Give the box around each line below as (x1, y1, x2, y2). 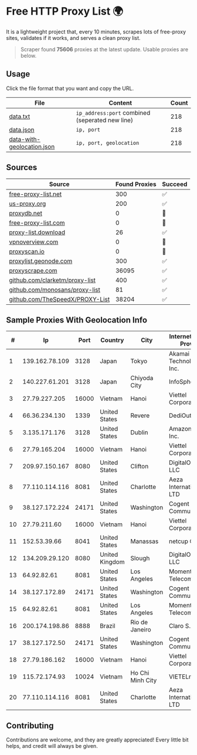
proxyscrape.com (9, 266, 57, 274)
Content (108, 98, 133, 107)
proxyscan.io (9, 247, 45, 255)
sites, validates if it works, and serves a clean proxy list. (6, 34, 141, 41)
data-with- (9, 135, 41, 143)
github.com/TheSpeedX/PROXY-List (9, 295, 110, 303)
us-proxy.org (9, 199, 46, 208)
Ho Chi (130, 669, 150, 677)
